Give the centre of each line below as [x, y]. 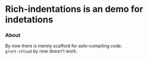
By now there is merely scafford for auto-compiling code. [64, 46]
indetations [29, 20]
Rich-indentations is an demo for [74, 9]
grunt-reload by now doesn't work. [41, 51]
